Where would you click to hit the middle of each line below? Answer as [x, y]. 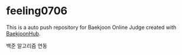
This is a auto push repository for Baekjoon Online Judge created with [91, 27]
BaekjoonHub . [23, 33]
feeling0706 [37, 11]
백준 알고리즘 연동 [27, 46]
